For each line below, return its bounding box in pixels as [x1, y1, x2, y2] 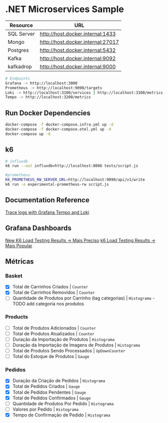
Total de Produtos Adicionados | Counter [12, 325, 97, 331]
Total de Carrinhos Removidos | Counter [12, 289, 95, 295]
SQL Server [8, 30, 35, 37]
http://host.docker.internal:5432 [39, 46, 116, 53]
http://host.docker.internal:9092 [39, 54, 116, 62]
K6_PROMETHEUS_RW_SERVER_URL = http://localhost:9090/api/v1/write [5, 177, 145, 183]
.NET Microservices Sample [5, 4, 124, 15]
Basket [5, 272, 23, 279]
